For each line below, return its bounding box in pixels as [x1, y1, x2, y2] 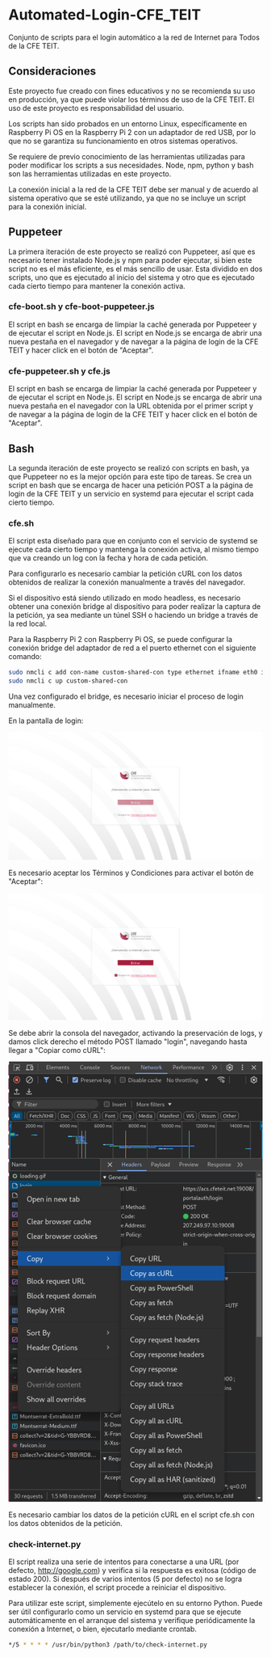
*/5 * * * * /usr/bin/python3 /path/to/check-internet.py [8, 1641, 207, 1649]
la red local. [8, 619, 48, 628]
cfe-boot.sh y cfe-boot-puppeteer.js [8, 301, 155, 312]
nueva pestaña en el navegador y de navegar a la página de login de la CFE [8, 336, 259, 346]
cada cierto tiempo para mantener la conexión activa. [8, 281, 186, 290]
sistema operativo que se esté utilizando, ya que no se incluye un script [8, 192, 246, 203]
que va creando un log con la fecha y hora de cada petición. [8, 553, 208, 563]
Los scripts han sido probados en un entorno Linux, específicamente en [8, 119, 248, 129]
